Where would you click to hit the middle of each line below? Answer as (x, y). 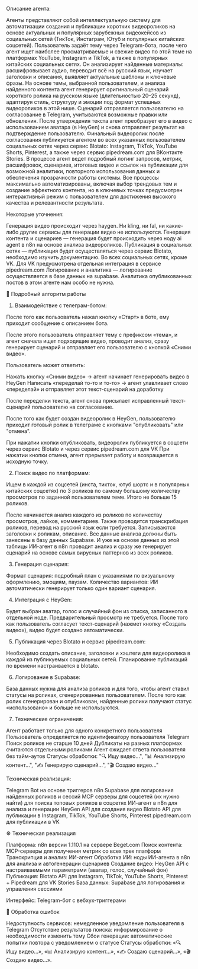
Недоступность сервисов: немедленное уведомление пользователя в (95, 923)
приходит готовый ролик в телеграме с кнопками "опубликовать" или (95, 425)
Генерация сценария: (42, 564)
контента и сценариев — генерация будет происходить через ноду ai (94, 238)
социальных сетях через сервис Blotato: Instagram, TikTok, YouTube (92, 146)
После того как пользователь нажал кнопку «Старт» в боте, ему (88, 317)
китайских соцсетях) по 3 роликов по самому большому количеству (93, 491)
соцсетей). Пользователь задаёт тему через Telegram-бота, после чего (97, 45)
